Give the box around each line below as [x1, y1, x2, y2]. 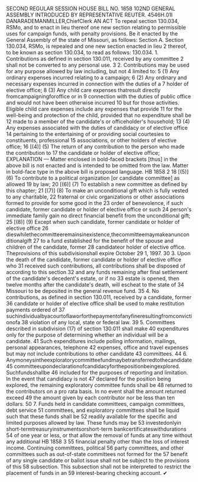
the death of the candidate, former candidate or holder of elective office [6, 256, 181, 263]
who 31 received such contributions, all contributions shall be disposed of [6, 262, 186, 269]
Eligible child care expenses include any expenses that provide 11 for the [6, 106, 183, 112]
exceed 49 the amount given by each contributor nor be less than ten [6, 394, 176, 401]
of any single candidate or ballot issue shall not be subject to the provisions [6, 457, 190, 464]
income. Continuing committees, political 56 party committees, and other [6, 444, 184, 451]
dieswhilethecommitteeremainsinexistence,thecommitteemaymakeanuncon [6, 231, 190, 238]
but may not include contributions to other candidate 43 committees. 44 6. [6, 350, 188, 357]
